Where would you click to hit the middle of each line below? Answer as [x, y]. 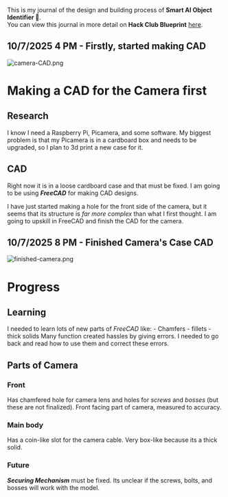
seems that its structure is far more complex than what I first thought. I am [112, 214]
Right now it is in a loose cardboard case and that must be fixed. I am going [114, 185]
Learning [27, 313]
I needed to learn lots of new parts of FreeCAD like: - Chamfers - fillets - [109, 329]
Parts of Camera [43, 365]
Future [18, 465]
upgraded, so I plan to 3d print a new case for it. [75, 147]
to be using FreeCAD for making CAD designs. [73, 193]
